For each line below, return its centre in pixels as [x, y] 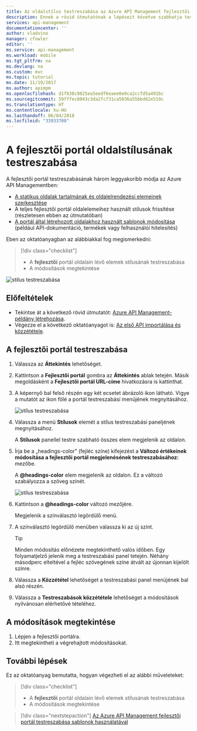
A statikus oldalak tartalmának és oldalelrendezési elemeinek [88, 197]
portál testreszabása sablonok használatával [74, 722]
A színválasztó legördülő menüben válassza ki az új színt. [84, 527]
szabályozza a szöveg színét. [50, 481]
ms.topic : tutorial [30, 77]
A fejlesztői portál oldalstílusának [89, 150]
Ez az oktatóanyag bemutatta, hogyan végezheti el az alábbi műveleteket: [95, 675]
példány [24, 318]
